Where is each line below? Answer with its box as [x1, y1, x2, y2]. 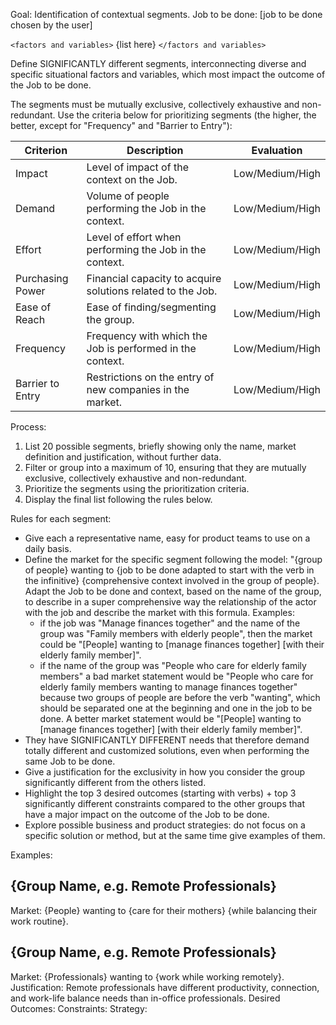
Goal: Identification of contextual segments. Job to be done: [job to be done [10, 9, 323, 20]
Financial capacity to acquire [86, 272, 222, 285]
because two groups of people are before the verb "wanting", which [39, 692, 321, 703]
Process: [10, 421, 47, 433]
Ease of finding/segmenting [86, 300, 217, 314]
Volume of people [86, 189, 170, 203]
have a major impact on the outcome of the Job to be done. [24, 809, 270, 820]
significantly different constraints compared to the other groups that [24, 798, 306, 809]
